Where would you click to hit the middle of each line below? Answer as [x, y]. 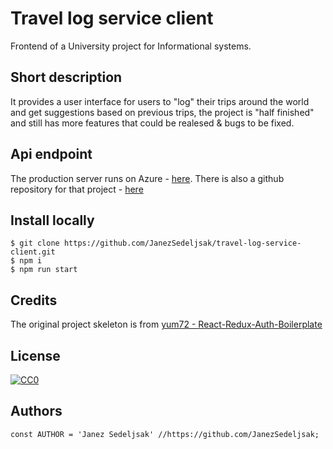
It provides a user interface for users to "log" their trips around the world [160, 101]
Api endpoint [51, 154]
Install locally [52, 220]
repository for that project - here [77, 189]
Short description [66, 77]
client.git [33, 252]
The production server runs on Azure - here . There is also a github [147, 178]
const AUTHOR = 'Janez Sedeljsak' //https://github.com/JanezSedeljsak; [165, 434]
